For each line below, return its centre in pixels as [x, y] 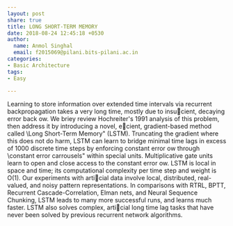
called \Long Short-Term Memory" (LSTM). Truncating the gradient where [113, 134]
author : [18, 40]
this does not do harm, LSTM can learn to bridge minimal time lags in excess [117, 141]
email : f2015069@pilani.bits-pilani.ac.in [76, 53]
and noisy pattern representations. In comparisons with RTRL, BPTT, [128, 186]
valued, [18, 186]
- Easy [17, 78]
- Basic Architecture [39, 65]
